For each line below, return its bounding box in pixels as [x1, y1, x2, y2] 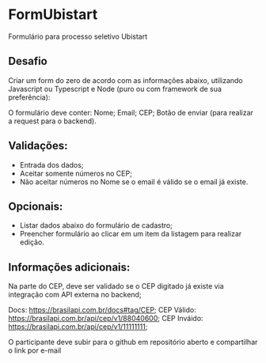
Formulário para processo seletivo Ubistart [8, 32, 148, 41]
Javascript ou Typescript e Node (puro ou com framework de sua [8, 84, 222, 93]
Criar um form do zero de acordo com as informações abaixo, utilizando [8, 75, 243, 85]
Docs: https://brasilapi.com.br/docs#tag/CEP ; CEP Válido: [8, 305, 196, 315]
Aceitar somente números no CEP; [19, 168, 132, 178]
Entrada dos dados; [19, 160, 84, 169]
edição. [19, 237, 45, 247]
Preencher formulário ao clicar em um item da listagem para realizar [19, 229, 242, 239]
